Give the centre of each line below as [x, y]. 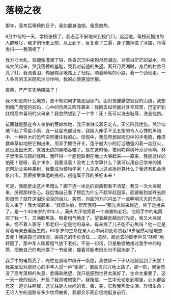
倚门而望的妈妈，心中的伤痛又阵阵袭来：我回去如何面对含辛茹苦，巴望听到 [88, 107]
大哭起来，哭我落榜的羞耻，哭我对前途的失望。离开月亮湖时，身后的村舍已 [88, 66]
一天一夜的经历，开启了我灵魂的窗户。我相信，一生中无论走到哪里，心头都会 [85, 279]
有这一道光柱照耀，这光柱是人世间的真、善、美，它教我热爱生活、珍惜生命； [85, 286]
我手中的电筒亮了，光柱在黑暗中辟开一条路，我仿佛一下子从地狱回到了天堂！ [85, 260]
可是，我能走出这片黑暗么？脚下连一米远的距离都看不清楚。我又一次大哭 [81, 186]
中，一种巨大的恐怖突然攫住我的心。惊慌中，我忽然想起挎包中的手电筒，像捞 [85, 137]
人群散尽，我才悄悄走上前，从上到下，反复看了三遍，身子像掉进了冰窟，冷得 [85, 43]
